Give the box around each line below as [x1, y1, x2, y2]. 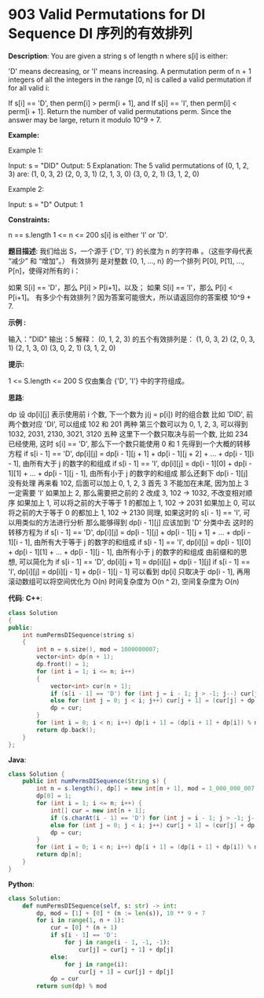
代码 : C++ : [8, 593, 43, 602]
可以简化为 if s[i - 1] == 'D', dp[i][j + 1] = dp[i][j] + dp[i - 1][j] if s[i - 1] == [18, 557, 251, 566]
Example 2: [8, 184, 45, 193]
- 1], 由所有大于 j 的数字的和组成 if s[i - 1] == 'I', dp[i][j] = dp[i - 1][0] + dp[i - [8, 458, 253, 468]
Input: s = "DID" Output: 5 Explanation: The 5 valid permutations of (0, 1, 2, [8, 160, 249, 170]
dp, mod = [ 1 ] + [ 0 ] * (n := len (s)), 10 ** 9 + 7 [36, 909, 206, 917]
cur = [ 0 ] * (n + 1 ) [49, 924, 118, 932]
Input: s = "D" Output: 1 [8, 199, 83, 209]
